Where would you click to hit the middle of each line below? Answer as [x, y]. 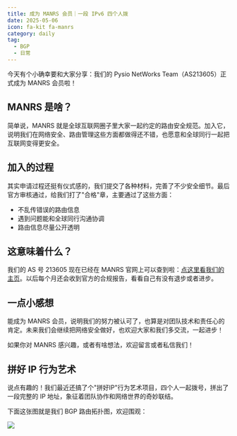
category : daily [31, 33]
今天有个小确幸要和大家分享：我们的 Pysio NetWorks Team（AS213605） [114, 74]
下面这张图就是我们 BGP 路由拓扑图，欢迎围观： [77, 411]
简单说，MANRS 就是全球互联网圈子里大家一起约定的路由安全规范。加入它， [118, 125]
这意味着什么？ [40, 251]
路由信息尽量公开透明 [48, 227]
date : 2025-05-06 [33, 20]
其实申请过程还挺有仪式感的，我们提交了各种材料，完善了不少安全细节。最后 [119, 186]
